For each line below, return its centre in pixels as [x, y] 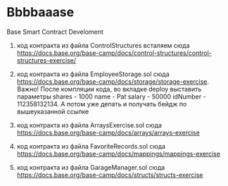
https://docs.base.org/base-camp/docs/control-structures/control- [114, 53]
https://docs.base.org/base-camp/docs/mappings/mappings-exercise [119, 154]
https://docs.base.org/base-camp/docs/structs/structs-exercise [110, 175]
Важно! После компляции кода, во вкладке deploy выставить [109, 89]
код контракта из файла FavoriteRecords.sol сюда [91, 146]
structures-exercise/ [46, 60]
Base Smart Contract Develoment [55, 32]
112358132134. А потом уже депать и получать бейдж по [102, 104]
